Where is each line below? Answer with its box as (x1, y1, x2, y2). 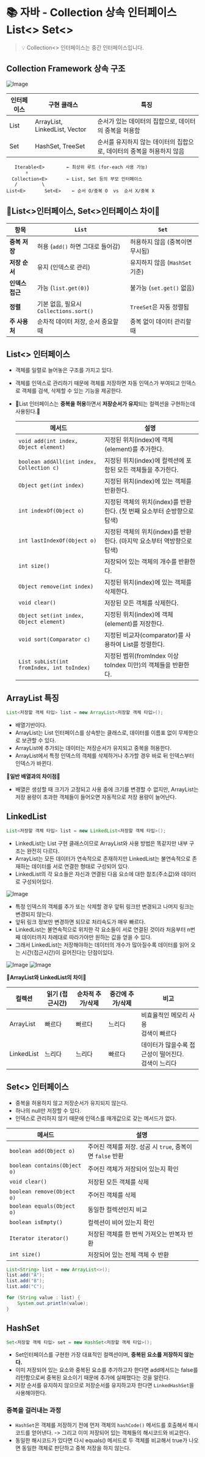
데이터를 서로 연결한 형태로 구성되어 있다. (31, 862, 129, 870)
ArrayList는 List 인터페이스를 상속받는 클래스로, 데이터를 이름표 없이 (15, 729, 178, 736)
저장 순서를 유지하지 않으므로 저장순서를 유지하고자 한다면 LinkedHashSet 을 (15, 1382, 195, 1389)
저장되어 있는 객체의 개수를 (104, 558, 177, 566)
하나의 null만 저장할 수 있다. (15, 1107, 81, 1114)
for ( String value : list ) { (6, 1295, 81, 1301)
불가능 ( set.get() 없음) (130, 283, 195, 292)
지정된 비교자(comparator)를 (104, 631, 184, 640)
